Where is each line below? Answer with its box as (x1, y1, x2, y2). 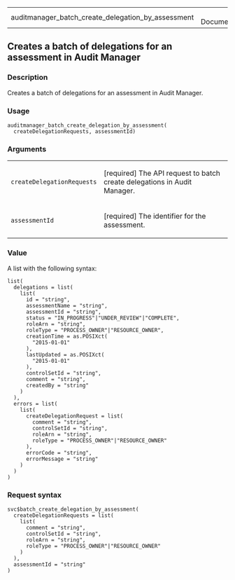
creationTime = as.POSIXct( (25, 333, 108, 340)
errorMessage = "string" (25, 455, 99, 462)
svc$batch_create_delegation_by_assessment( (7, 506, 139, 513)
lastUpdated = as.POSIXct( (25, 351, 105, 358)
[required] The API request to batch (104, 168, 220, 178)
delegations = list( (13, 284, 73, 291)
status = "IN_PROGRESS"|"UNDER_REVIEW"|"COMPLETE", (25, 315, 180, 322)
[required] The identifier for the (104, 212, 206, 221)
